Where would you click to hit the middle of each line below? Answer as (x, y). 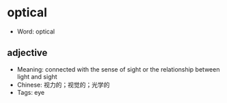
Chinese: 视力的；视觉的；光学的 (63, 85)
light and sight (37, 76)
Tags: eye (31, 92)
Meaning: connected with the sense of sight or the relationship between (118, 69)
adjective (27, 53)
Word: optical (36, 31)
